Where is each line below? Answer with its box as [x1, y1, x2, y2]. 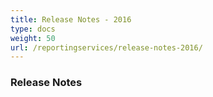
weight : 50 [10, 33, 56, 43]
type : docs [10, 24, 56, 34]
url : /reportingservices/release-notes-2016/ [10, 42, 203, 53]
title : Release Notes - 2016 [10, 14, 132, 25]
